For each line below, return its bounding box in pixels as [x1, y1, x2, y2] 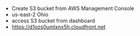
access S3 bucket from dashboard [11, 17, 95, 24]
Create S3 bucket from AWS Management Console [11, 5, 135, 12]
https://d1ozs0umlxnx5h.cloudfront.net [11, 23, 105, 30]
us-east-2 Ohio [11, 11, 49, 18]
